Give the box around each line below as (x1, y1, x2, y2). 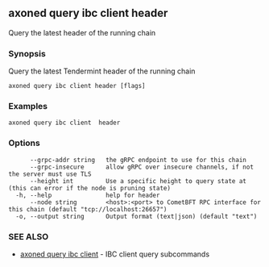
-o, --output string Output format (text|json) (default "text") (15, 212, 258, 220)
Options (8, 137, 40, 148)
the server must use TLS (8, 169, 92, 178)
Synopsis (8, 48, 46, 59)
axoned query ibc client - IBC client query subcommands (19, 249, 210, 259)
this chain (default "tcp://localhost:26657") (8, 205, 168, 213)
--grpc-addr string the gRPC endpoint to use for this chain (29, 156, 247, 164)
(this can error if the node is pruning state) (8, 184, 172, 192)
